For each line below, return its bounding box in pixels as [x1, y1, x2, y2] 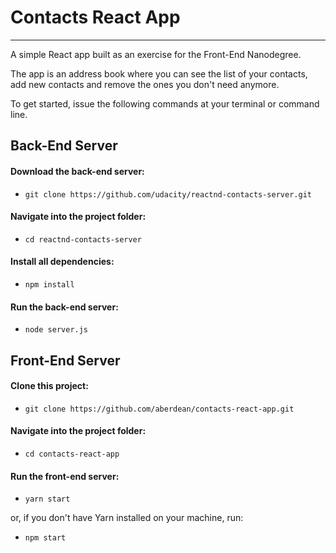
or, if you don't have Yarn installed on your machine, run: [10, 512, 244, 524]
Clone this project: [10, 380, 89, 392]
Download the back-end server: [10, 165, 145, 177]
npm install [24, 279, 75, 290]
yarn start [24, 494, 71, 505]
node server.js [24, 325, 89, 335]
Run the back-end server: [10, 301, 119, 313]
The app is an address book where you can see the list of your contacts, [10, 67, 308, 80]
